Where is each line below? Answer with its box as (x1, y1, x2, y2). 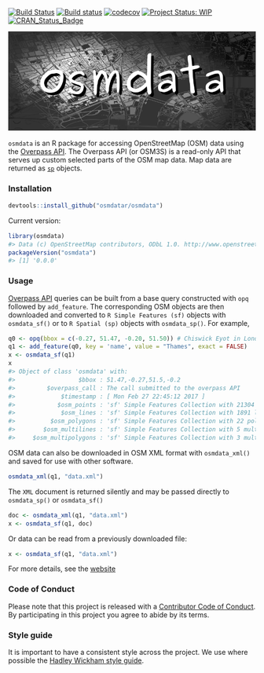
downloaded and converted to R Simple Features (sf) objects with (8, 310, 226, 320)
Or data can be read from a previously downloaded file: (8, 534, 187, 543)
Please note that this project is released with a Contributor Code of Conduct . (8, 602, 256, 611)
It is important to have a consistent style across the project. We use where (8, 648, 248, 657)
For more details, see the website (8, 564, 116, 573)
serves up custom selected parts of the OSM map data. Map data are (8, 155, 232, 164)
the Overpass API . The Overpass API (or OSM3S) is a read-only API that (8, 146, 241, 156)
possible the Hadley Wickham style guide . (8, 656, 145, 665)
